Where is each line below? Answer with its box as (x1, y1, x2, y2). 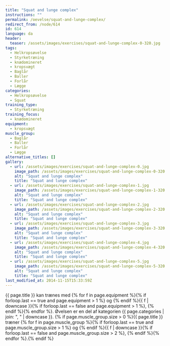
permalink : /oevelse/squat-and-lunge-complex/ (5, 17, 106, 22)
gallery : (5, 159, 24, 164)
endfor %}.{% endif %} (5, 335, 54, 341)
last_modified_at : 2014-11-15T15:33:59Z (5, 278, 93, 283)
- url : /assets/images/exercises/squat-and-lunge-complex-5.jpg (10, 259, 149, 264)
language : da (5, 31, 33, 36)
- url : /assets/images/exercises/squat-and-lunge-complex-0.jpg (10, 164, 149, 169)
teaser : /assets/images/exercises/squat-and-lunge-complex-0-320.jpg (10, 41, 160, 46)
